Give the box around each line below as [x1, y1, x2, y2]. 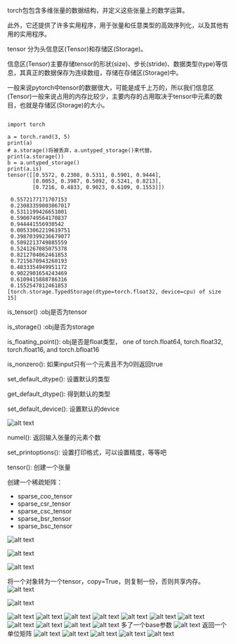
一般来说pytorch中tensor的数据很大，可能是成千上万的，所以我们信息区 [7, 84, 214, 91]
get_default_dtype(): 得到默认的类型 [7, 390, 111, 398]
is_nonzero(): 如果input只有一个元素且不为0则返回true [7, 360, 164, 368]
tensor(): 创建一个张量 [7, 463, 72, 471]
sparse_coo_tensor [17, 492, 73, 500]
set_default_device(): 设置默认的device [7, 405, 119, 413]
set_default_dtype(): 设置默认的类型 [7, 375, 110, 383]
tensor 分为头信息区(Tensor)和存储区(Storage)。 [7, 45, 147, 53]
